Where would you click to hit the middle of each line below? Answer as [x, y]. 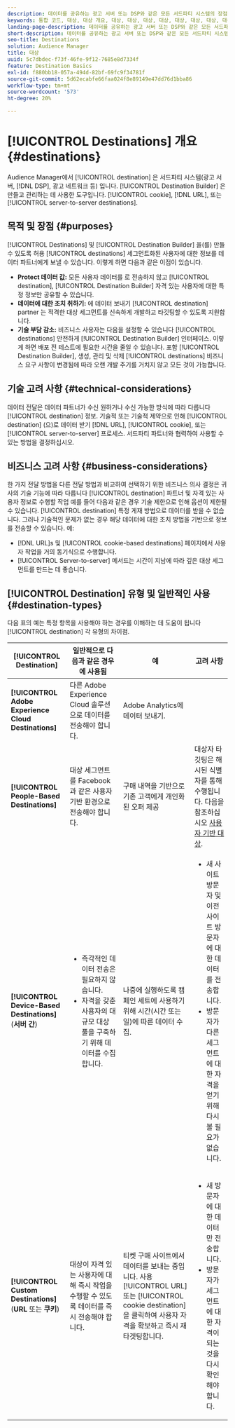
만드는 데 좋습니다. [62, 569]
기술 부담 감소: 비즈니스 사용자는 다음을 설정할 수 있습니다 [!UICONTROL [116, 329]
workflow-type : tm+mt [39, 86]
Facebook [94, 781]
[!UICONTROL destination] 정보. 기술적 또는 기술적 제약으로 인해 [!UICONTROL [117, 416]
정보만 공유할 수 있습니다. [59, 294]
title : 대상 [23, 53]
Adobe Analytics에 [153, 705]
